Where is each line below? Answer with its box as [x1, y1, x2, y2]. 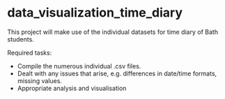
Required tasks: [7, 48, 52, 57]
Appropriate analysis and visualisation [17, 84, 127, 92]
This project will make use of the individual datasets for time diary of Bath [7, 28, 218, 36]
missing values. [17, 76, 63, 84]
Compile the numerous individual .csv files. [17, 62, 141, 70]
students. [7, 35, 35, 43]
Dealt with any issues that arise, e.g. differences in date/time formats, [17, 69, 217, 78]
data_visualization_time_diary [7, 5, 183, 21]
